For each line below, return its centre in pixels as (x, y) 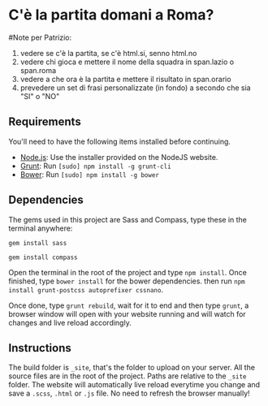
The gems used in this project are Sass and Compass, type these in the (128, 219)
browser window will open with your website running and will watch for (127, 313)
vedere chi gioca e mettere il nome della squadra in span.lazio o (127, 62)
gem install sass (38, 243)
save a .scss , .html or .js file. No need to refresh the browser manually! (129, 393)
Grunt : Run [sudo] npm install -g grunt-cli (96, 166)
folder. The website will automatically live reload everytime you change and (134, 385)
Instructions (40, 348)
